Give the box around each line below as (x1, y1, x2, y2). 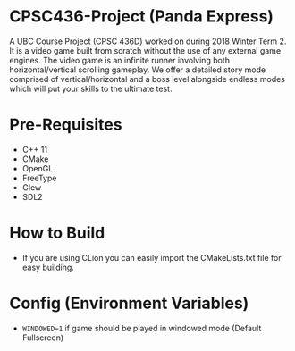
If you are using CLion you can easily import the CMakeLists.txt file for (21, 252, 282, 263)
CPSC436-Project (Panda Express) (9, 6, 274, 27)
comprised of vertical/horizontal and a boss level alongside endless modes (9, 73, 286, 84)
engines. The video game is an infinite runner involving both (9, 54, 231, 65)
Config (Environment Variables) (9, 293, 249, 313)
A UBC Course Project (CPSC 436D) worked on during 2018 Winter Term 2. (9, 36, 287, 46)
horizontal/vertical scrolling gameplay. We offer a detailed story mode (9, 64, 266, 75)
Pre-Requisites (9, 114, 122, 135)
